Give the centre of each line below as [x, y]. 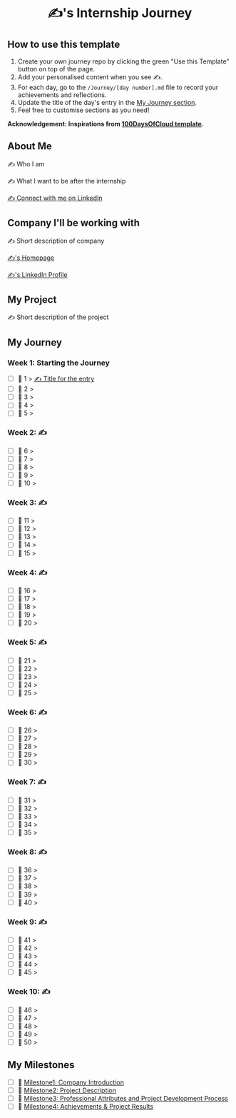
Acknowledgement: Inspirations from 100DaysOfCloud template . [106, 124]
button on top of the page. [56, 69]
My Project [32, 300]
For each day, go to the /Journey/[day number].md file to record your [118, 87]
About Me [30, 146]
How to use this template [64, 44]
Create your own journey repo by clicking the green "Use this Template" [123, 61]
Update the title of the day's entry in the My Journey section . [107, 102]
